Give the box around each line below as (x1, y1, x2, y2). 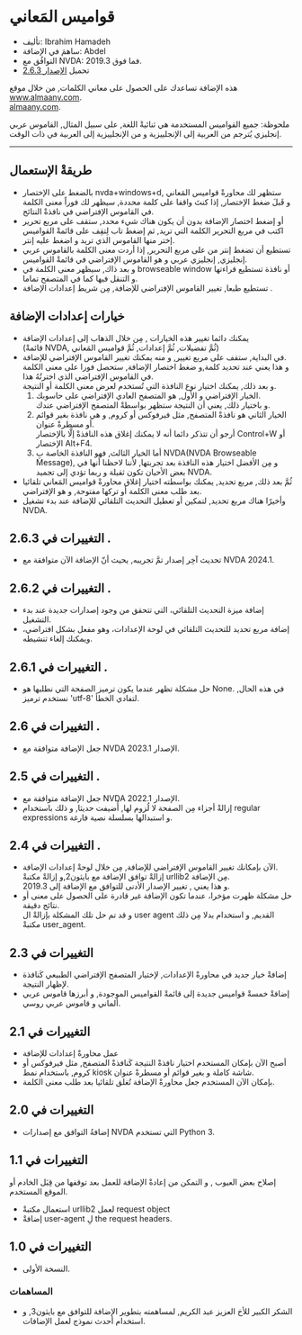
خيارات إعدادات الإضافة (9, 309, 125, 324)
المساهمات (9, 1285, 54, 1298)
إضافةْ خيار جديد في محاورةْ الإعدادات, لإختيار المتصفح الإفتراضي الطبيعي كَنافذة (22, 970, 288, 980)
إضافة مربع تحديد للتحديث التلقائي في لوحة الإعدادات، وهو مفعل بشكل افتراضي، (22, 624, 290, 635)
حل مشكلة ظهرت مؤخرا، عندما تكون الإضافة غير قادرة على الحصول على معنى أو (22, 890, 292, 901)
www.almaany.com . (9, 92, 83, 103)
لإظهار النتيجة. (22, 979, 69, 989)
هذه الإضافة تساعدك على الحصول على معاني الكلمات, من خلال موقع (9, 82, 238, 93)
